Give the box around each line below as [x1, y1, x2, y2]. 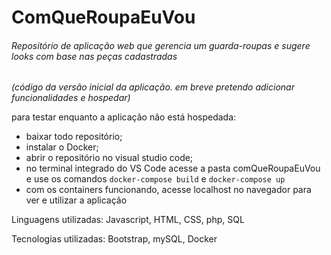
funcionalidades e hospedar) [11, 92, 131, 104]
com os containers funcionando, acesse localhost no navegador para [25, 184, 312, 196]
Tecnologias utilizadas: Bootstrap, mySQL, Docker [11, 233, 218, 245]
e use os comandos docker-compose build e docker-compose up [25, 173, 286, 185]
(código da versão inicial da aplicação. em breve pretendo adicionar [11, 81, 295, 93]
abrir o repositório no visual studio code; [25, 152, 194, 164]
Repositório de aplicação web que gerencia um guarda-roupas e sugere [11, 39, 311, 51]
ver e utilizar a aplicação [25, 194, 128, 206]
